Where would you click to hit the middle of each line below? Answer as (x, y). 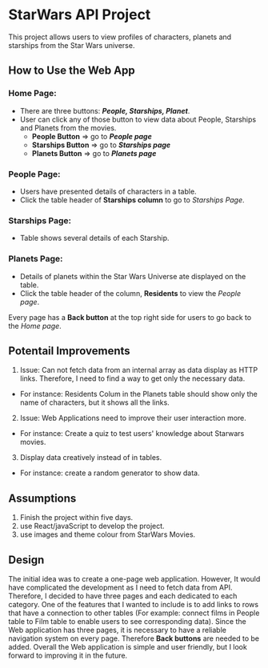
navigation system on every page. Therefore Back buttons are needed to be (134, 638)
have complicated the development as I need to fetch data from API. (120, 587)
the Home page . (35, 326)
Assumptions (42, 498)
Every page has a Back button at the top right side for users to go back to (130, 317)
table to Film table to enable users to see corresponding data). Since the (127, 621)
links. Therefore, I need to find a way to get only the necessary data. (132, 378)
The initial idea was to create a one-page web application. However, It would (134, 578)
